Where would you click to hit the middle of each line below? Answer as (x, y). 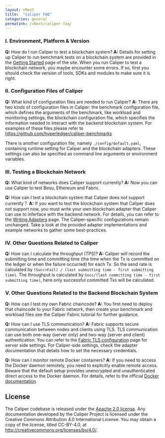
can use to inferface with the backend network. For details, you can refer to (82, 215)
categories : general (27, 19)
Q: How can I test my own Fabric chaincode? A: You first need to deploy (79, 304)
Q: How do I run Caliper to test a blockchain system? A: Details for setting (81, 52)
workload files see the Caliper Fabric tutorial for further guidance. (72, 314)
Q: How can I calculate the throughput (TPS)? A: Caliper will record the (78, 254)
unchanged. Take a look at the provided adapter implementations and (76, 225)
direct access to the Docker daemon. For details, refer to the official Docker (82, 376)
